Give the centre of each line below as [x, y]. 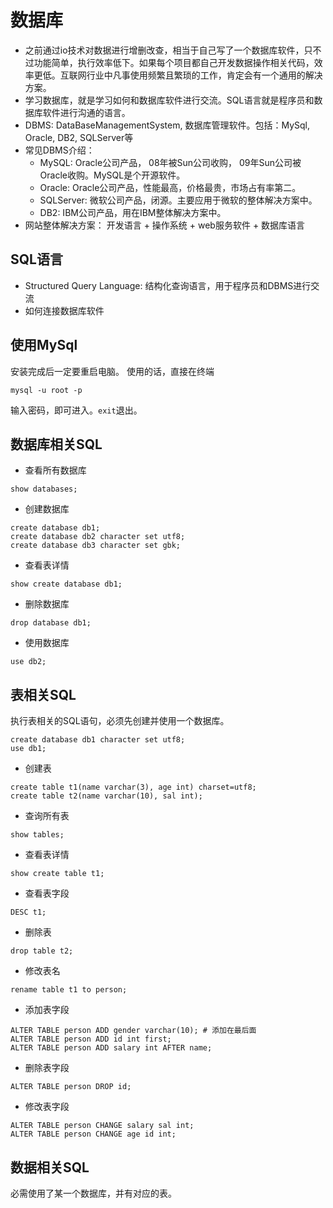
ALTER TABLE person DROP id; [71, 1087]
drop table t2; [42, 951]
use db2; [28, 662]
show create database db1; [66, 584]
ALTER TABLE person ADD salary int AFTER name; [111, 1048]
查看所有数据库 [55, 470]
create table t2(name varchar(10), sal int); [106, 796]
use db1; [28, 749]
